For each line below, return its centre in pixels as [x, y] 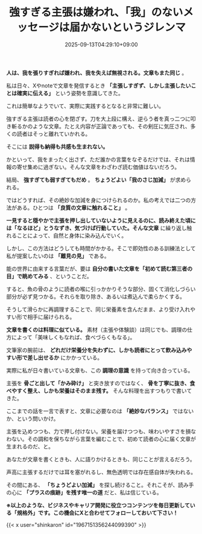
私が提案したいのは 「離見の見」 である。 [58, 256]
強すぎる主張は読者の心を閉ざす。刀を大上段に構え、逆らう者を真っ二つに [99, 119]
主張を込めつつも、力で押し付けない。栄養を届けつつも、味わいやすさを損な [101, 431]
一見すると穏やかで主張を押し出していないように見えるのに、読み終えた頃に [101, 220]
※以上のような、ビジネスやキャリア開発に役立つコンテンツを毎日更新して [98, 505]
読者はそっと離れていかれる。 [54, 134]
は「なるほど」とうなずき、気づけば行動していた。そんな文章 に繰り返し [96, 228]
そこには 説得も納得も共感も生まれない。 [57, 146]
